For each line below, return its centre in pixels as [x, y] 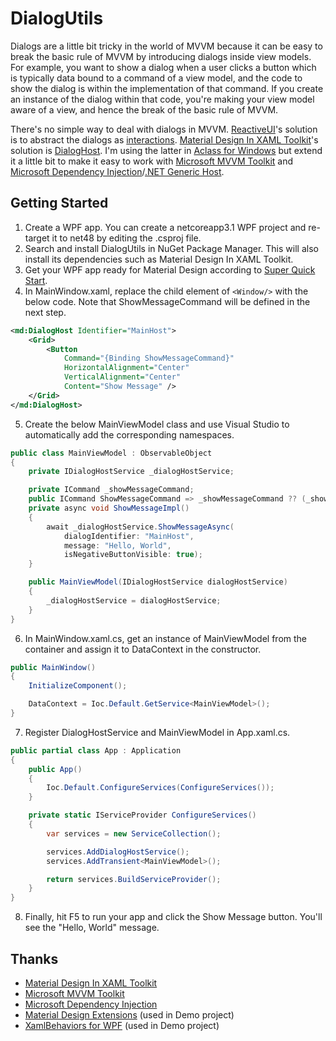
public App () [55, 769]
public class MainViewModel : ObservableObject [111, 453]
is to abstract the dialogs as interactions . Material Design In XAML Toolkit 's [164, 139]
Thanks [34, 958]
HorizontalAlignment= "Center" [126, 368]
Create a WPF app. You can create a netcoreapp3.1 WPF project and [165, 227]
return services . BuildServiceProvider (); [134, 879]
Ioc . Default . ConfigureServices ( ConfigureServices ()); [160, 788]
